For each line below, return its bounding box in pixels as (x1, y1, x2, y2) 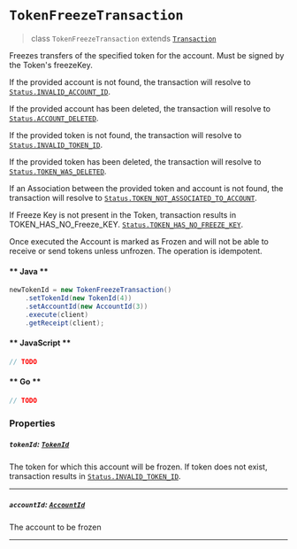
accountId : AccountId (9, 499, 86, 510)
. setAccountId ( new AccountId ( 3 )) (25, 302, 148, 311)
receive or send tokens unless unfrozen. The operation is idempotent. (9, 245, 263, 256)
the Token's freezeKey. (9, 59, 93, 70)
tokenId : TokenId (9, 439, 70, 450)
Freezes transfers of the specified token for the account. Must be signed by (9, 50, 285, 60)
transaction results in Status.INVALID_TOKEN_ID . (9, 470, 181, 481)
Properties (9, 417, 56, 429)
